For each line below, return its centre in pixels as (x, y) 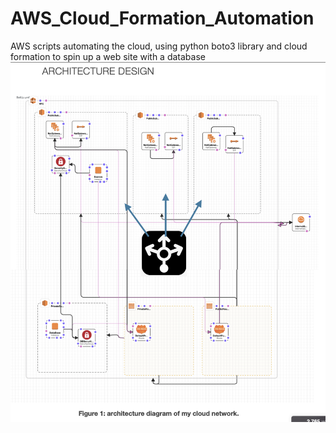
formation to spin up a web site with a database (108, 56)
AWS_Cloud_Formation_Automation (162, 18)
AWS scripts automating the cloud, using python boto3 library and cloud (159, 46)
